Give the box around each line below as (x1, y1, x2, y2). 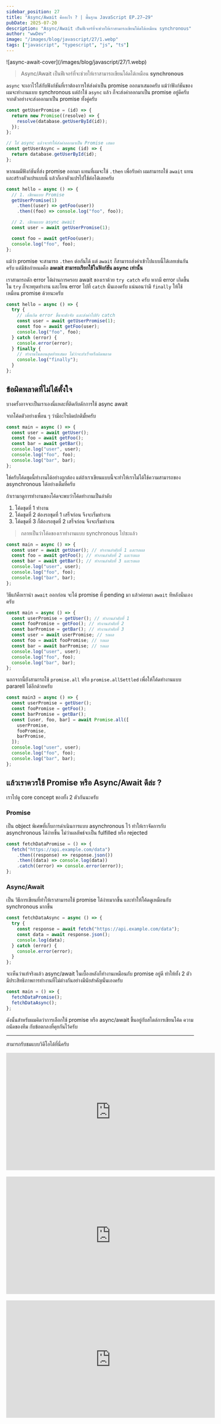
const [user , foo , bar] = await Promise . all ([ (11, 716, 129, 722)
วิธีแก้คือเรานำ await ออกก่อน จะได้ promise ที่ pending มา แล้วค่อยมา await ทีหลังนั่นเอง (6, 591, 193, 598)
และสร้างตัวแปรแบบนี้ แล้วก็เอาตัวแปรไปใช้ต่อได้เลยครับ (6, 174, 114, 181)
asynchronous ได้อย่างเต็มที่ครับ (6, 480, 76, 487)
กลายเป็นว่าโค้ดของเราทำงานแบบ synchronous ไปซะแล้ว (20, 529, 138, 537)
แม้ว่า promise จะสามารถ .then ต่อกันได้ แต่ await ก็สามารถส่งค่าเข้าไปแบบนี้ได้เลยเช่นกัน (6, 257, 189, 264)
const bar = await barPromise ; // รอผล (11, 643, 109, 649)
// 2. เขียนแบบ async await (11, 219, 76, 226)
